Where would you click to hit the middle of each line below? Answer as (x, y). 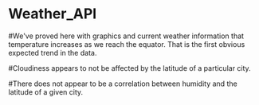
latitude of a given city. (46, 91)
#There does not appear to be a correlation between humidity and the (123, 84)
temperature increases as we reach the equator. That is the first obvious (127, 44)
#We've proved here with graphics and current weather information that (126, 36)
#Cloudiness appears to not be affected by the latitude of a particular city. (129, 68)
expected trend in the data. (53, 52)
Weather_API (53, 14)
